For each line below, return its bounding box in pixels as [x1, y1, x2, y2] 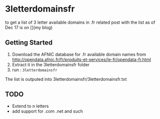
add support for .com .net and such [12, 108, 83, 114]
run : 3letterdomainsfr [12, 67, 58, 73]
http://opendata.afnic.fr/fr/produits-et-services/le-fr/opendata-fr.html [12, 57, 151, 62]
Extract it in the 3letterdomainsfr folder [12, 61, 90, 67]
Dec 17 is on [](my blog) [5, 24, 53, 30]
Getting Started [5, 39, 53, 47]
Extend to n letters [12, 103, 49, 109]
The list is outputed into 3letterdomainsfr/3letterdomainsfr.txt [5, 76, 127, 82]
